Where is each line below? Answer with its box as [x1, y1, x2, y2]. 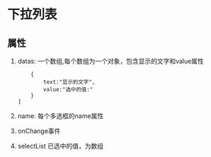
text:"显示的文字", [43, 78, 96, 86]
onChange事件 [17, 127, 61, 135]
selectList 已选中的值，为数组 [17, 142, 104, 150]
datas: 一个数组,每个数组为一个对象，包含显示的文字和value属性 [17, 57, 204, 65]
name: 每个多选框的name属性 [17, 112, 104, 120]
